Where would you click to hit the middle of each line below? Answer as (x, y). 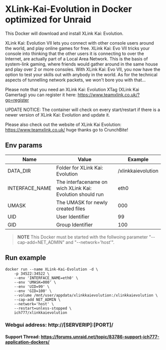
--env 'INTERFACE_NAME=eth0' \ (46, 278)
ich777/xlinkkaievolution (41, 313)
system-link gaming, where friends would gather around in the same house (82, 64)
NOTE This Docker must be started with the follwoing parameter (83, 237)
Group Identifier (74, 225)
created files (71, 208)
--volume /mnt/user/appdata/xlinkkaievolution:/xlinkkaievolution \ (86, 295)
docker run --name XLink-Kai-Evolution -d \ (52, 269)
